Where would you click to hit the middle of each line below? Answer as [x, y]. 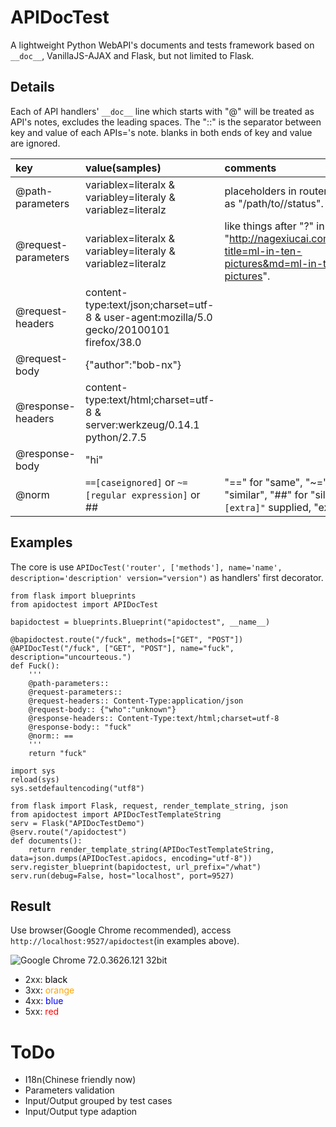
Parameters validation [69, 1090]
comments [250, 168]
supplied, [290, 507]
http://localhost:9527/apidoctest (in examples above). [125, 941]
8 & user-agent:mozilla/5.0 [148, 317]
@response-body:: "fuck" [80, 727]
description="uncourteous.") [71, 657]
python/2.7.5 [115, 437]
